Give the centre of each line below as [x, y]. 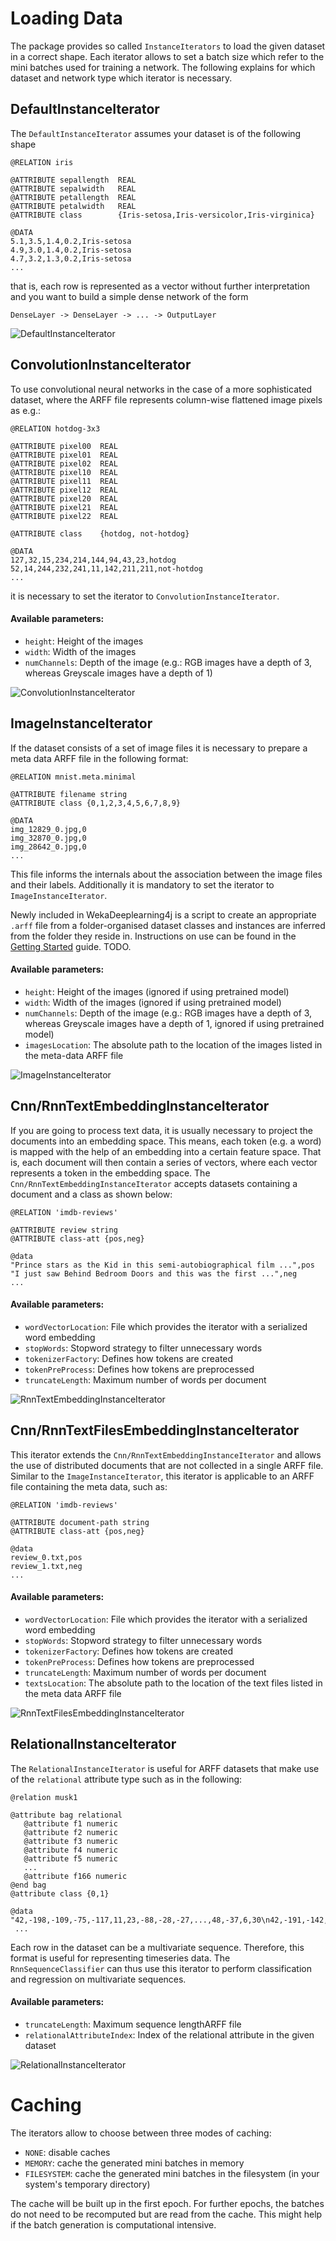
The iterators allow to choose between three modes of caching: [141, 2133]
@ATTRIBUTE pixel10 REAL [64, 472]
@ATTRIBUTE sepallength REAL [73, 180]
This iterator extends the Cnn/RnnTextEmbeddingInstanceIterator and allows [166, 1454]
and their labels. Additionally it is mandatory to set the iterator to [142, 884]
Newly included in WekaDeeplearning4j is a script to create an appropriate [163, 914]
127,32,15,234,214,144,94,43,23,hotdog [93, 560]
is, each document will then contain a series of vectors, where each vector [164, 1162]
